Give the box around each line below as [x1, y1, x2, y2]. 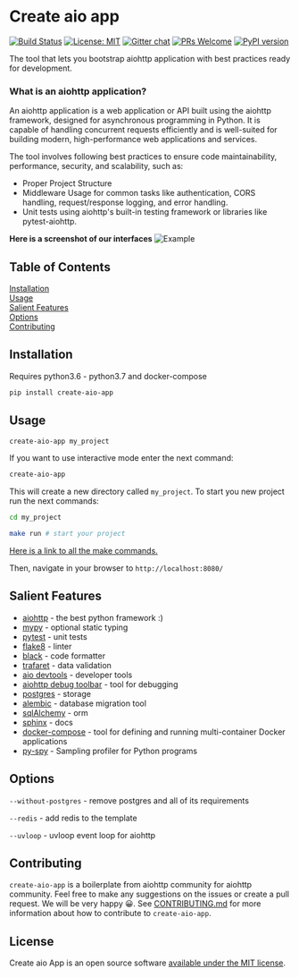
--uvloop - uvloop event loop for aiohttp [9, 829, 156, 840]
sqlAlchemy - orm [21, 707, 89, 718]
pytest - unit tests [21, 631, 87, 641]
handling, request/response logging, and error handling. [21, 197, 228, 208]
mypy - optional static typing [21, 622, 129, 633]
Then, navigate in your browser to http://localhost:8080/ [9, 563, 224, 573]
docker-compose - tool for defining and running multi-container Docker [21, 726, 286, 737]
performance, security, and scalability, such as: [9, 161, 184, 172]
